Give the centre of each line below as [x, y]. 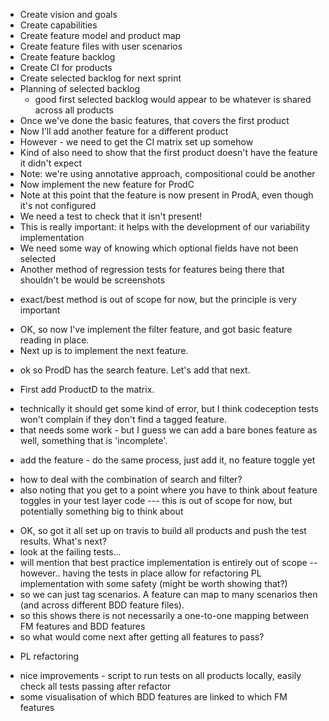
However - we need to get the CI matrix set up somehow [136, 142]
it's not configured [58, 205]
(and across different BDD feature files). [102, 605]
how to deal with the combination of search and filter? [131, 479]
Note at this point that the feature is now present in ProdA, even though [166, 195]
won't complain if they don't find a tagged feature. [123, 419]
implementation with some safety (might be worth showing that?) [153, 583]
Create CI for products [66, 67]
